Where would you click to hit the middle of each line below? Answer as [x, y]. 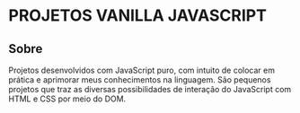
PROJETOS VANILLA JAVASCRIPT [137, 16]
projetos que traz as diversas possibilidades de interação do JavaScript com [150, 89]
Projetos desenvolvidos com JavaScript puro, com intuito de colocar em [142, 70]
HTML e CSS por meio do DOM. [67, 99]
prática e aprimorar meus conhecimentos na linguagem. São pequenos [140, 80]
